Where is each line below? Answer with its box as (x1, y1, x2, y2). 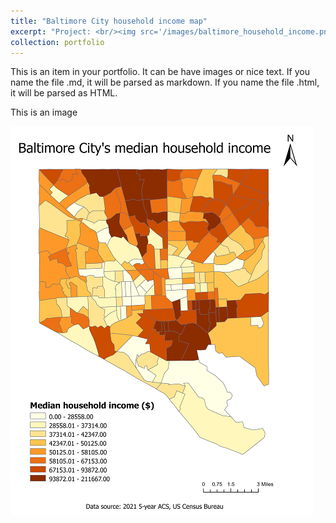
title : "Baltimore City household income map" (10, 16, 208, 26)
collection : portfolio (10, 37, 105, 47)
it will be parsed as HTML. (10, 87, 118, 99)
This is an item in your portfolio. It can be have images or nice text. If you (10, 66, 310, 78)
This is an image (10, 106, 78, 119)
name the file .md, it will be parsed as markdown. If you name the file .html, (10, 76, 320, 89)
